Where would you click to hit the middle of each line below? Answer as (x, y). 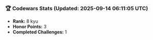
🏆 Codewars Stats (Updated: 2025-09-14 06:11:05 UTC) (77, 8)
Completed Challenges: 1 (40, 32)
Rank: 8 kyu (25, 21)
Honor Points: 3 (29, 27)
